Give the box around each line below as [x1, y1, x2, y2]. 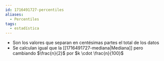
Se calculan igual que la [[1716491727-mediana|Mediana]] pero [12, 45, 143, 51]
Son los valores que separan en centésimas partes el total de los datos [12, 39, 159, 45]
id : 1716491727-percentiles [5, 7, 64, 12]
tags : [5, 21, 17, 26]
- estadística [10, 26, 39, 31]
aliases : [5, 12, 24, 17]
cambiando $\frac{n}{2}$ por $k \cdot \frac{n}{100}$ [12, 50, 124, 56]
